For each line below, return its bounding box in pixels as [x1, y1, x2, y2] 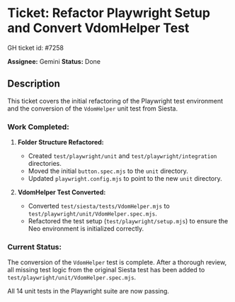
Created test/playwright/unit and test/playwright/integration [28, 152, 217, 160]
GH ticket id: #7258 [7, 43, 64, 52]
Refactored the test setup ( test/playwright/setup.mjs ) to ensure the [28, 217, 229, 225]
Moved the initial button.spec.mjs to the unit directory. [28, 167, 189, 175]
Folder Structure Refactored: [17, 138, 104, 147]
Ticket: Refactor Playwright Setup [7, 5, 211, 21]
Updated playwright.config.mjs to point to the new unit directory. [28, 174, 223, 183]
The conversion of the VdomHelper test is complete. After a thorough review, [7, 258, 227, 267]
